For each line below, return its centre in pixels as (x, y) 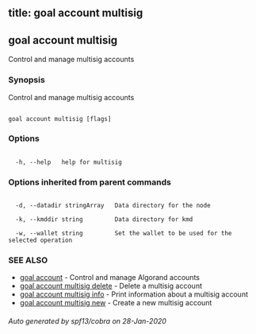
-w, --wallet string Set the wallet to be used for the (124, 234)
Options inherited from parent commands (90, 182)
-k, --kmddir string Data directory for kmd (104, 219)
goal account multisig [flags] (60, 118)
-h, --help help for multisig (69, 162)
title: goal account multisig (76, 13)
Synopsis (27, 80)
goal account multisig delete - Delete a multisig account (111, 286)
